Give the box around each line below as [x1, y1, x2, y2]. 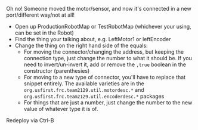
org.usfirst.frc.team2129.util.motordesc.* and [23, 86, 144, 93]
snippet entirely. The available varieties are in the [23, 80, 144, 87]
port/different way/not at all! [6, 11, 75, 18]
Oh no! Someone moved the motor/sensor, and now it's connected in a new [6, 5, 192, 12]
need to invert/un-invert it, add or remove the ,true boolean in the [23, 61, 187, 68]
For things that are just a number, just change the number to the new [23, 99, 193, 106]
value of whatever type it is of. [23, 106, 98, 112]
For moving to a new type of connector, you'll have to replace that [23, 74, 186, 81]
